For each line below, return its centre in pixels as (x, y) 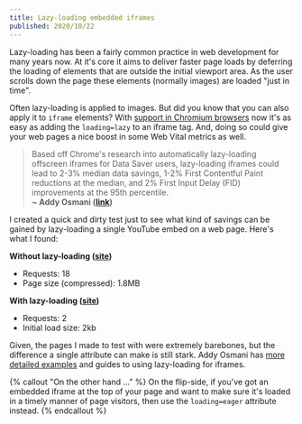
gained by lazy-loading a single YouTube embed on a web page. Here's (142, 229)
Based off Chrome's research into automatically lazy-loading (144, 153)
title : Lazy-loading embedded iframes (82, 18)
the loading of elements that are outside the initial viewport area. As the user (151, 71)
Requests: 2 (45, 318)
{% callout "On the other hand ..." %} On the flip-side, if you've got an (139, 382)
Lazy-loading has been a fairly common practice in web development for (144, 51)
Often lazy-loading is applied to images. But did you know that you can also (149, 107)
